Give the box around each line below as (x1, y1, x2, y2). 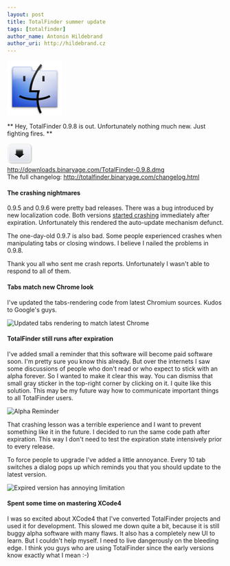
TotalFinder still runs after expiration (7, 334, 113, 343)
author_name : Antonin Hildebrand (7, 33, 103, 40)
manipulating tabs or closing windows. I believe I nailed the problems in (7, 239, 209, 248)
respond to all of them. (7, 267, 71, 275)
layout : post (7, 11, 45, 18)
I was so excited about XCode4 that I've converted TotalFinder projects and (7, 514, 221, 523)
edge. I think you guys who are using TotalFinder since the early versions (7, 543, 214, 552)
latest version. (7, 470, 47, 478)
